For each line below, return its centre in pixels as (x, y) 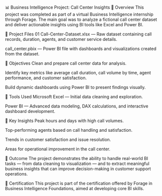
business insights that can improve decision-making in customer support (78, 169)
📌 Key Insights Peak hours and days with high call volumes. (64, 121)
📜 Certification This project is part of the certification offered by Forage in (79, 183)
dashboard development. (30, 111)
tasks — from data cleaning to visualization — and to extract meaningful (77, 163)
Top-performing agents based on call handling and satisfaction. (69, 130)
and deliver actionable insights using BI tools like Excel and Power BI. (74, 25)
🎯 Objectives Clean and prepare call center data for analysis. (66, 63)
